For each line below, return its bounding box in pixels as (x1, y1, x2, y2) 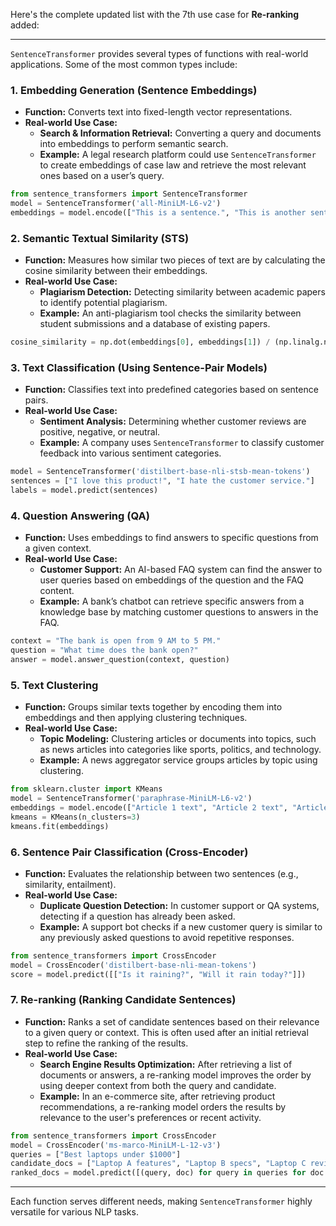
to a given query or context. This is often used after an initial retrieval (24, 1026, 309, 1038)
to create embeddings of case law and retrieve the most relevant (39, 159, 307, 171)
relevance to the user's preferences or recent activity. (39, 1111, 262, 1123)
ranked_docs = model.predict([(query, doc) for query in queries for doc (10, 1168, 325, 1178)
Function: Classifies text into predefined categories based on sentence (24, 384, 319, 396)
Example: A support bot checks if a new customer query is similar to (39, 920, 323, 933)
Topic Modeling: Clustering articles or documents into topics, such (39, 733, 317, 745)
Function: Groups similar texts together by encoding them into (24, 701, 283, 713)
